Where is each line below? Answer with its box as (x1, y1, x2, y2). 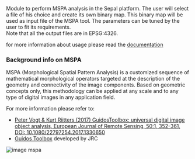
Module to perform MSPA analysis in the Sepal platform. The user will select (6, 5, 189, 12)
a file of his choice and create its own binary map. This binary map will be (6, 11, 183, 18)
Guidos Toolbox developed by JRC (14, 135, 98, 142)
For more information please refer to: (6, 105, 95, 112)
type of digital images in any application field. (6, 94, 116, 101)
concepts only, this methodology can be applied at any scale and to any (6, 88, 179, 95)
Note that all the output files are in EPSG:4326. (6, 30, 119, 37)
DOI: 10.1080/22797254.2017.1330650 (14, 129, 105, 136)
